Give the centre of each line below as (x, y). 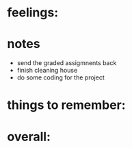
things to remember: (66, 105)
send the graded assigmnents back (67, 63)
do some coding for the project (61, 77)
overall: (29, 137)
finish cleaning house (47, 71)
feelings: (33, 13)
